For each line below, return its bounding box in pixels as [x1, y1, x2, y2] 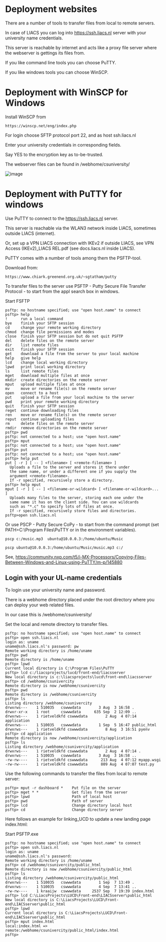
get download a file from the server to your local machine [5, 351, 139, 356]
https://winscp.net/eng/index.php [5, 123, 77, 128]
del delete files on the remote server [5, 338, 94, 343]
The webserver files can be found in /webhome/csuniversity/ [5, 161, 130, 167]
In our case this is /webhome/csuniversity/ [5, 611, 92, 617]
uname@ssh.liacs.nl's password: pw [5, 644, 79, 649]
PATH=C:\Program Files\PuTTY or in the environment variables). [5, 527, 137, 533]
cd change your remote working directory [5, 325, 101, 330]
